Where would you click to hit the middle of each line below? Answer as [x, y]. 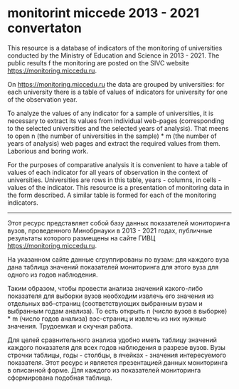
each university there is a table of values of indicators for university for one [117, 92]
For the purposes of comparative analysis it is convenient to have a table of [118, 164]
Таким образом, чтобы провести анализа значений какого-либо [105, 288]
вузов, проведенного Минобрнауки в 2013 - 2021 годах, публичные [110, 230]
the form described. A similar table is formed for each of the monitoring [112, 195]
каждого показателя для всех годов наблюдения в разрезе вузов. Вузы [117, 347]
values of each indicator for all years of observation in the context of [108, 172]
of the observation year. [42, 99]
